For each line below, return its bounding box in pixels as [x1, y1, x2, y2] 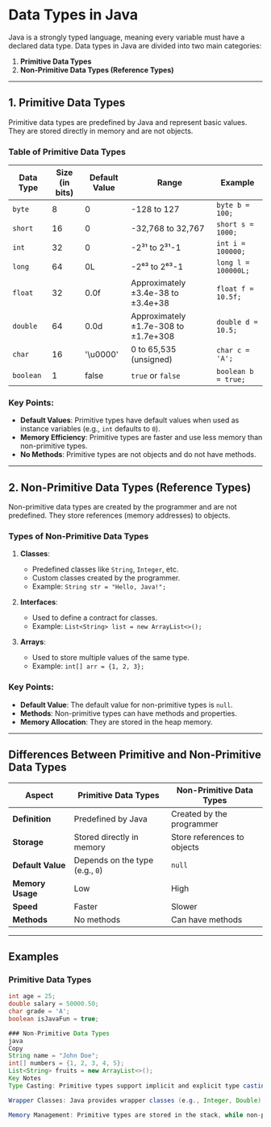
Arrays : [19, 637, 46, 647]
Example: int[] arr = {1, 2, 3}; [31, 661, 145, 671]
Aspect [25, 789, 54, 801]
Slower [170, 900, 198, 912]
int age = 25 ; [8, 992, 56, 1000]
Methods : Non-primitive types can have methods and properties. [19, 708, 238, 718]
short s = [216, 220, 254, 229]
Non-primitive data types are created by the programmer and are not [8, 502, 237, 512]
